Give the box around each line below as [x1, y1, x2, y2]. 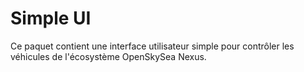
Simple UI [10, 7, 92, 30]
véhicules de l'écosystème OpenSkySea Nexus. [10, 50, 207, 62]
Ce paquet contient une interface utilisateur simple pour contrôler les [10, 40, 295, 52]
